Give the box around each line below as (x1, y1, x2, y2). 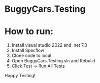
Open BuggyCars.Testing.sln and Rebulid (11, 58, 96, 64)
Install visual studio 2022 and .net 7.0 (11, 42, 87, 48)
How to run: (4, 26, 54, 37)
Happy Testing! (4, 73, 35, 79)
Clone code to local (11, 53, 52, 58)
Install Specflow (11, 48, 45, 54)
